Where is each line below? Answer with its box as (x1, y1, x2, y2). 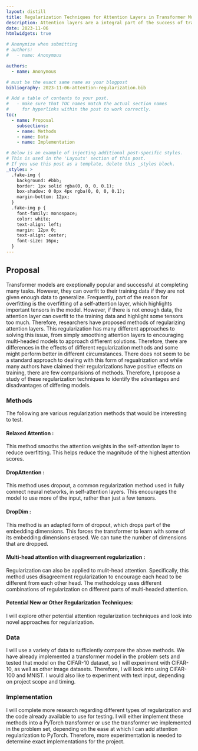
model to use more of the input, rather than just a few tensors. (6, 494, 157, 501)
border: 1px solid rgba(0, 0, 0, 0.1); (16, 183, 115, 189)
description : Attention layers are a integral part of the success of (6, 20, 183, 25)
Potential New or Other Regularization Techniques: (6, 599, 133, 606)
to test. (6, 416, 24, 423)
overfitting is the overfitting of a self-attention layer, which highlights (6, 300, 173, 307)
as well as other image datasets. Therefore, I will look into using (14, 666, 169, 673)
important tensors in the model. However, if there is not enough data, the (6, 306, 183, 313)
